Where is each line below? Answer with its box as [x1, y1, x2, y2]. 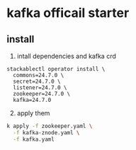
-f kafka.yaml [13, 136, 55, 143]
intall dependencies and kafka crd [16, 52, 116, 60]
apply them [16, 109, 50, 117]
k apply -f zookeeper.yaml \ [6, 122, 93, 129]
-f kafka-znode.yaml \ [13, 129, 80, 136]
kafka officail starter [6, 5, 130, 21]
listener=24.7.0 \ [13, 84, 68, 91]
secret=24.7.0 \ [13, 78, 61, 85]
